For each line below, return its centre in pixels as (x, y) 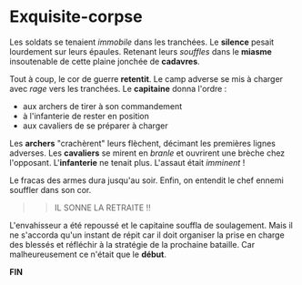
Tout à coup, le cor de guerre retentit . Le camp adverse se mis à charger (146, 78)
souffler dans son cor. (50, 189)
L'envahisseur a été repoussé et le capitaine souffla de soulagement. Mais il (151, 225)
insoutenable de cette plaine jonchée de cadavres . (105, 61)
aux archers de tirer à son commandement (102, 106)
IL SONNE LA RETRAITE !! (103, 208)
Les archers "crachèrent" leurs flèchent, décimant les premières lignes (142, 143)
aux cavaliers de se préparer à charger (95, 126)
